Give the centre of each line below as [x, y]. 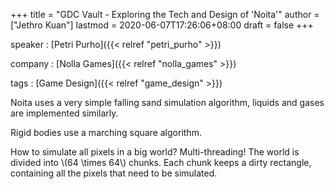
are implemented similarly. [64, 113]
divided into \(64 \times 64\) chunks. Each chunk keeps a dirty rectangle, [161, 162]
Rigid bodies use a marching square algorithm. [106, 132]
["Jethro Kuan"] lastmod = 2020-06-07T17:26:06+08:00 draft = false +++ [162, 25]
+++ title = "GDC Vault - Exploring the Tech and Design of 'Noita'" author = [165, 14]
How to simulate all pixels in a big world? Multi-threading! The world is [155, 152]
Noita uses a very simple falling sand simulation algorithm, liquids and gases [167, 102]
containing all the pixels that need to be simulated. [114, 173]
